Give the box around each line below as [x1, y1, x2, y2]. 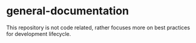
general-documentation [6, 4, 129, 18]
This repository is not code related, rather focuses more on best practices [6, 24, 191, 31]
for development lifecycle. [6, 30, 71, 37]
